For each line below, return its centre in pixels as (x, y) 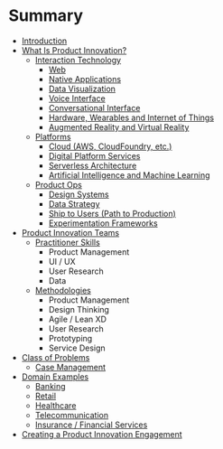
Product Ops (59, 184)
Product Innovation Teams (70, 232)
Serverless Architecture (93, 165)
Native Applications (85, 79)
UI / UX (62, 261)
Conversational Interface (94, 108)
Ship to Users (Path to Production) (112, 213)
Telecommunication (72, 415)
